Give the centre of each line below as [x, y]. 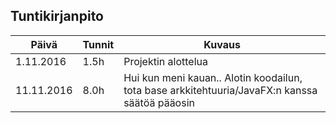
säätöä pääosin [159, 102]
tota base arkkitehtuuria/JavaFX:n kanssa [220, 90]
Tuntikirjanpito [57, 16]
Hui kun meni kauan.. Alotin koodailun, [213, 77]
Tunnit [98, 44]
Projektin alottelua [165, 61]
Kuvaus [222, 44]
